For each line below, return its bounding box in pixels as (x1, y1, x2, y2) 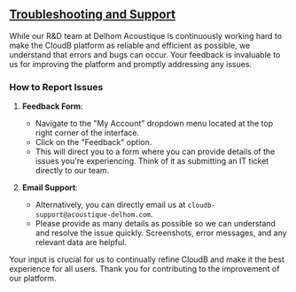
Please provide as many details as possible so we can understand (35, 219, 277, 229)
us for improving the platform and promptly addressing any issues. (9, 58, 253, 69)
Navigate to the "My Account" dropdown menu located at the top (35, 119, 273, 129)
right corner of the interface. (35, 127, 140, 138)
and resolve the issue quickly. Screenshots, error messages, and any (35, 227, 287, 238)
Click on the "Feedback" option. (35, 137, 152, 148)
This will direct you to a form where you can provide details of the (35, 146, 276, 158)
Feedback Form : (21, 101, 83, 111)
